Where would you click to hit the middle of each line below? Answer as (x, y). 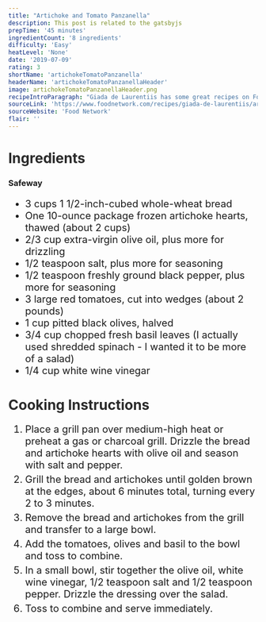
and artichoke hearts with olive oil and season (132, 453)
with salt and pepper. (74, 465)
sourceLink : (28, 104)
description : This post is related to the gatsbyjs (95, 23)
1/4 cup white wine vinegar (87, 371)
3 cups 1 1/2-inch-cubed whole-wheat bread (129, 204)
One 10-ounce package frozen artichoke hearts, (137, 216)
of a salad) (50, 359)
